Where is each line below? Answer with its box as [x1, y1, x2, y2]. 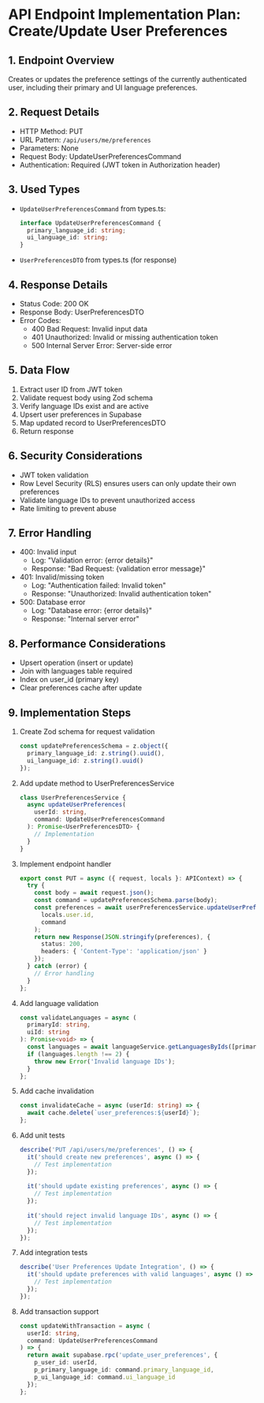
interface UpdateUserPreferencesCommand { [19, 219, 162, 227]
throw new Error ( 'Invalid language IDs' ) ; [34, 1057, 176, 1065]
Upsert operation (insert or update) [19, 658, 134, 667]
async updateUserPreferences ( [27, 801, 126, 809]
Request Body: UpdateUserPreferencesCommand [19, 151, 182, 161]
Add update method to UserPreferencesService [19, 778, 175, 788]
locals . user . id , [40, 911, 95, 919]
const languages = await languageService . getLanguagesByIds [27, 1043, 229, 1051]
